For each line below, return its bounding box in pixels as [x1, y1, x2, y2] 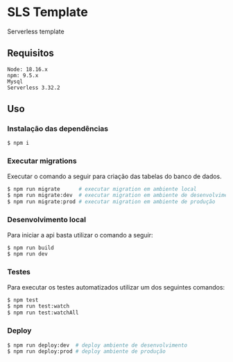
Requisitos [7, 47, 54, 59]
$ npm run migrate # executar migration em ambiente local [7, 185, 197, 192]
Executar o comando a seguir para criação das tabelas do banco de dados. [7, 172, 222, 180]
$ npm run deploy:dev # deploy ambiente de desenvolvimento [7, 342, 188, 349]
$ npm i [7, 140, 30, 147]
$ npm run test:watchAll [7, 309, 79, 317]
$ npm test [7, 297, 39, 304]
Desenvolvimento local [7, 215, 87, 225]
